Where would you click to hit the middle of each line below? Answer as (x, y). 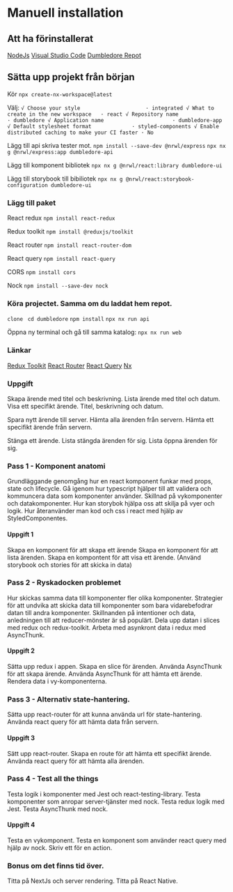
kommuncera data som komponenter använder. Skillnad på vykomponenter (115, 496)
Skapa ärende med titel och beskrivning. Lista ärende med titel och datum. (114, 399)
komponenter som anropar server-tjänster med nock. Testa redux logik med (116, 801)
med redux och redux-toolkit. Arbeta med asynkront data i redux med (107, 627)
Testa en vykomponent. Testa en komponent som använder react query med (117, 840)
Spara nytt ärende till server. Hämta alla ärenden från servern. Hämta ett (111, 419)
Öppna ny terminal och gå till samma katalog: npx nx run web (95, 332)
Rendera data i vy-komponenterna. (57, 681)
